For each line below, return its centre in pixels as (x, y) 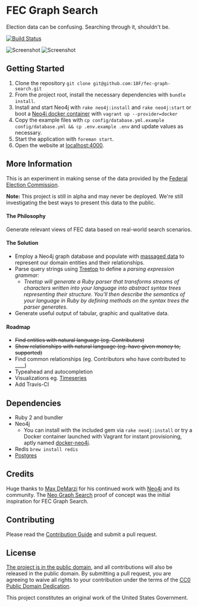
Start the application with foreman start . (64, 139)
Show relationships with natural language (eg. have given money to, (98, 347)
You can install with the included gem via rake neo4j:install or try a (108, 430)
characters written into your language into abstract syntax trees (102, 288)
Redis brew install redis (46, 449)
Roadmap (18, 327)
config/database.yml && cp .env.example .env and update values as (99, 126)
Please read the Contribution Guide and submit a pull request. (82, 534)
